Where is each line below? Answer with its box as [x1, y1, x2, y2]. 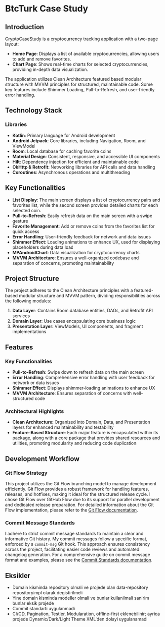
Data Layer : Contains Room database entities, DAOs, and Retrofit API [12, 308, 153, 314]
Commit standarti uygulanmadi [12, 606, 75, 612]
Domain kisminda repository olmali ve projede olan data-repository [12, 584, 148, 590]
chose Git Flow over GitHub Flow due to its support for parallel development [5, 496, 160, 502]
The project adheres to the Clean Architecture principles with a [5, 287, 133, 293]
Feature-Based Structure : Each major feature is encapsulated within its [12, 430, 159, 436]
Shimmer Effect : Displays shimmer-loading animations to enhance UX [12, 385, 156, 391]
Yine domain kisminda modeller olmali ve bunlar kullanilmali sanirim [12, 595, 150, 601]
